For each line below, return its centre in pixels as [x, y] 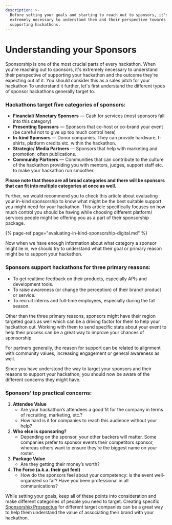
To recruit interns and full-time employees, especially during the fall [84, 300]
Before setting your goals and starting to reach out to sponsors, [83, 15]
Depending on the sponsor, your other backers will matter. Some [88, 437]
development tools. [33, 284]
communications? [39, 486]
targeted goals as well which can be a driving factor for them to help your [83, 321]
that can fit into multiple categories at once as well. [61, 186]
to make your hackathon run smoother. [53, 171]
